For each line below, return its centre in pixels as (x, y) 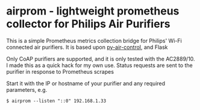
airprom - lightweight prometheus (93, 11)
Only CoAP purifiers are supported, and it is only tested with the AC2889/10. (101, 59)
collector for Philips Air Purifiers (88, 24)
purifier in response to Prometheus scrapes (60, 71)
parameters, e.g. (27, 89)
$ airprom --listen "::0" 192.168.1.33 (56, 101)
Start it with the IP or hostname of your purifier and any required (86, 83)
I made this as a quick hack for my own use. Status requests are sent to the (99, 65)
